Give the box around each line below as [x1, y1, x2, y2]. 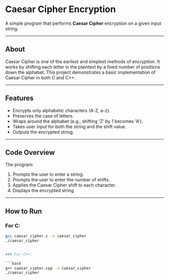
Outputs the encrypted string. [12, 129, 74, 135]
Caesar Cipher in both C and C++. [5, 74, 76, 80]
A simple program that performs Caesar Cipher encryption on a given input [5, 20, 162, 26]
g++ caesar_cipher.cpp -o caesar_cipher [5, 265, 92, 271]
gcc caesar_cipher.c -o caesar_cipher [5, 234, 87, 239]
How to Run [5, 207, 42, 215]
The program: [5, 162, 34, 168]
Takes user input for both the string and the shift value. [12, 123, 127, 129]
